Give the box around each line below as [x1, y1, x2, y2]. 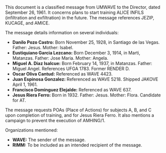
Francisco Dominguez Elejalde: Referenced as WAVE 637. [12, 87, 132, 92]
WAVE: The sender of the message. [12, 137, 86, 143]
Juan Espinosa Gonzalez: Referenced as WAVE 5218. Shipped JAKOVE [12, 76, 159, 82]
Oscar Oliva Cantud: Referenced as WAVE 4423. [12, 71, 113, 76]
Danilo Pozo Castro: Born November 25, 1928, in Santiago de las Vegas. [12, 39, 160, 45]
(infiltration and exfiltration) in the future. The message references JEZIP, [5, 15, 155, 20]
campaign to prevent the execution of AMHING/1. [5, 118, 106, 123]
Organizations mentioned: [5, 127, 58, 133]
